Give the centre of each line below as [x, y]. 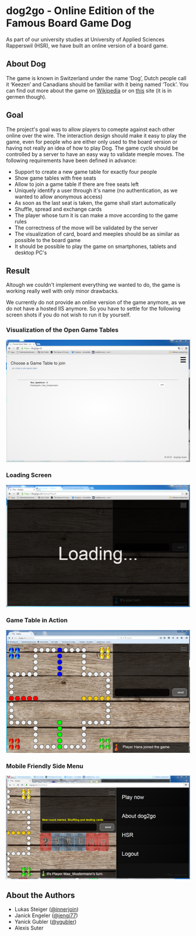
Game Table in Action [37, 620]
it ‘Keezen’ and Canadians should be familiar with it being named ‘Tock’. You [97, 84]
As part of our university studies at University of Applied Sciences [85, 39]
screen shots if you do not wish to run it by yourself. [69, 315]
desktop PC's [31, 252]
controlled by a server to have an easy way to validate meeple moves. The [95, 154]
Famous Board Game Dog [69, 23]
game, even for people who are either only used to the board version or [92, 142]
